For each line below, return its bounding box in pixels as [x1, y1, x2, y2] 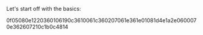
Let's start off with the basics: [6, 5, 81, 12]
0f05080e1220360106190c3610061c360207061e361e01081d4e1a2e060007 [6, 17, 197, 24]
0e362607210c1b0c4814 [6, 24, 69, 30]
